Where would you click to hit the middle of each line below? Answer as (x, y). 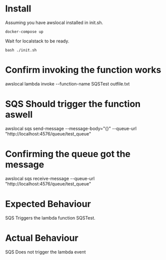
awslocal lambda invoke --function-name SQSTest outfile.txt (67, 83)
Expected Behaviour (48, 204)
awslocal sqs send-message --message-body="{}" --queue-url (71, 128)
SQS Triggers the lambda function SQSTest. (50, 217)
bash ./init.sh (21, 50)
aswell (19, 115)
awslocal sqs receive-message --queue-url (50, 178)
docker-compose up (24, 31)
